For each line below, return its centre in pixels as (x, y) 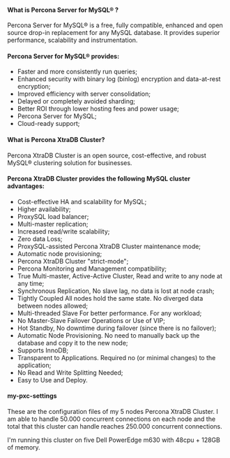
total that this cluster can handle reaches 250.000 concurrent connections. (115, 427)
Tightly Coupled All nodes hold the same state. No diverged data (110, 298)
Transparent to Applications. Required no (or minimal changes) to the (116, 357)
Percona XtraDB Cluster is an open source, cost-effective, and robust (107, 155)
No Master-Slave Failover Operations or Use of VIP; (91, 320)
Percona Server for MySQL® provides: (63, 56)
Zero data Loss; (40, 238)
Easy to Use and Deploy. (53, 380)
